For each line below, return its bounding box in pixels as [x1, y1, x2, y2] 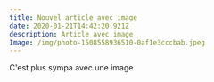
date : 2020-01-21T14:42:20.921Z [9, 21, 129, 30]
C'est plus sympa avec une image [9, 62, 134, 73]
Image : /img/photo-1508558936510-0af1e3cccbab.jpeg [9, 37, 205, 47]
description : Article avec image [9, 29, 134, 38]
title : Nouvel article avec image [9, 12, 138, 22]
